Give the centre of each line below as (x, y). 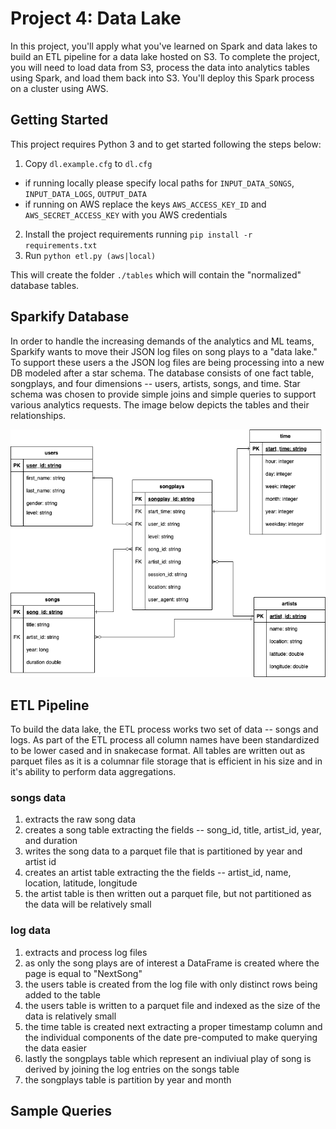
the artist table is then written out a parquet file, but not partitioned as (168, 894)
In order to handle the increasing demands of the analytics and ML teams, (162, 341)
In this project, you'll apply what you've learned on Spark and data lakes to (164, 46)
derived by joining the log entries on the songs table (132, 1069)
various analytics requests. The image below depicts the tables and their (160, 404)
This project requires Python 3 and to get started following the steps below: (166, 144)
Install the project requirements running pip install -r (138, 234)
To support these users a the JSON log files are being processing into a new (167, 362)
